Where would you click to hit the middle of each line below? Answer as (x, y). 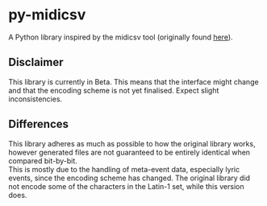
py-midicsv (47, 15)
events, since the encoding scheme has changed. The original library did (129, 178)
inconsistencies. (35, 99)
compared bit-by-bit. (43, 161)
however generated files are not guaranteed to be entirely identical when (129, 152)
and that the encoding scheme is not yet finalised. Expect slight (114, 90)
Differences (39, 124)
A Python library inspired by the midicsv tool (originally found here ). (121, 37)
